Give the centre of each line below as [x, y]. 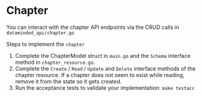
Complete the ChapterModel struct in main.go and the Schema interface [103, 55]
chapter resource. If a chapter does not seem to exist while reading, [100, 75]
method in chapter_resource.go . [55, 62]
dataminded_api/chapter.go [40, 33]
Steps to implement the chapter [45, 44]
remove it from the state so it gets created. [68, 81]
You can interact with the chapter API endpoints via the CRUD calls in [93, 27]
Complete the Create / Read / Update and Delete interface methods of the [105, 68]
